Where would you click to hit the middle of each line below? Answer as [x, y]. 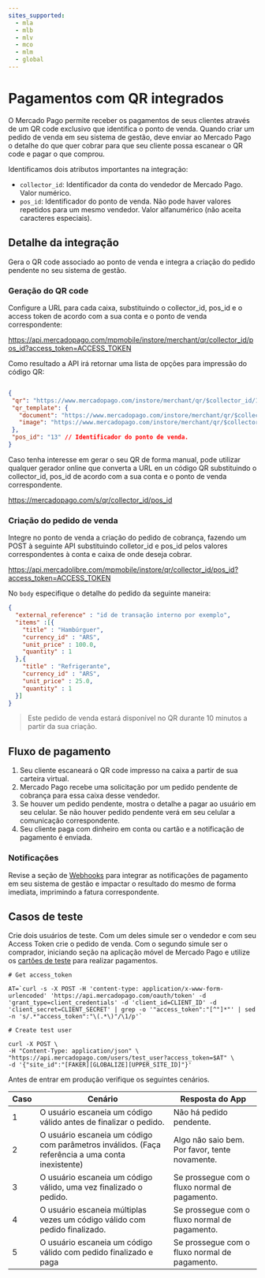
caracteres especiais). [56, 218]
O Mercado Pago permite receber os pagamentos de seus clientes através [129, 120]
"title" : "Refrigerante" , [67, 667]
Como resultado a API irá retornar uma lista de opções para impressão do [128, 363]
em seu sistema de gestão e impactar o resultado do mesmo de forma [122, 884]
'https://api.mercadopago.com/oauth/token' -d [128, 996]
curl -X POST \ [33, 1044]
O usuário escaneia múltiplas [93, 1210]
